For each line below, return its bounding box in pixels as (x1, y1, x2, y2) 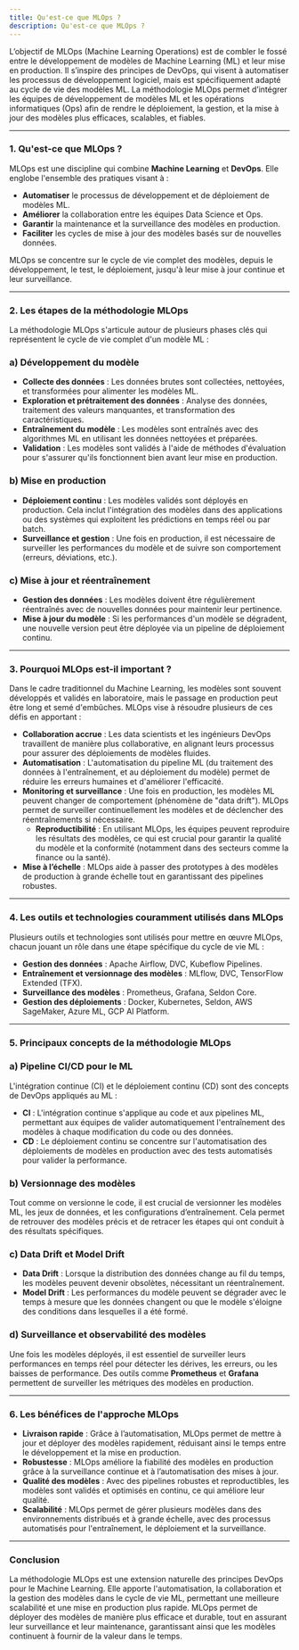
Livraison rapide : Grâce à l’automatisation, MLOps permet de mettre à (21, 1428, 282, 1439)
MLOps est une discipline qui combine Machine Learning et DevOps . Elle (9, 162, 279, 174)
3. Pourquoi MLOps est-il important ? (9, 662, 172, 675)
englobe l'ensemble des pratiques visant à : (9, 172, 169, 183)
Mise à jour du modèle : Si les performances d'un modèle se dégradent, (21, 613, 287, 624)
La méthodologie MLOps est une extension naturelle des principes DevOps (9, 1574, 284, 1585)
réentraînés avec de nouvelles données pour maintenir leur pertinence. (21, 603, 283, 614)
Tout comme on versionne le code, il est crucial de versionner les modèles (9, 1198, 282, 1208)
